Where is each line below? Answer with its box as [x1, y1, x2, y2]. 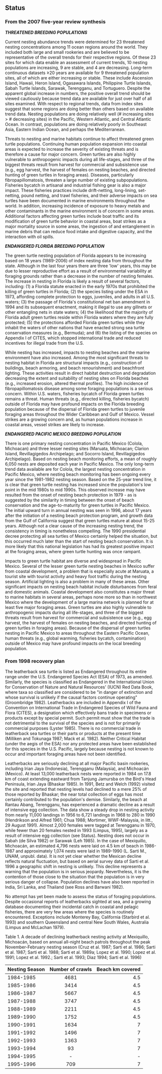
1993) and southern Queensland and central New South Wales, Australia [5, 919, 149, 925]
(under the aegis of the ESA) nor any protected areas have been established [5, 740, 157, 746]
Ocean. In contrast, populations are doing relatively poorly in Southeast [5, 121, 147, 127]
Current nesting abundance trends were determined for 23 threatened [5, 39, 145, 45]
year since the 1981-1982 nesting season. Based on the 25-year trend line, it [5, 476, 157, 482]
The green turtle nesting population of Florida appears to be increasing [5, 252, 147, 258]
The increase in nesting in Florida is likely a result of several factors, [5, 278, 141, 284]
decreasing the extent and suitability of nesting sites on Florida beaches [5, 375, 149, 381]
